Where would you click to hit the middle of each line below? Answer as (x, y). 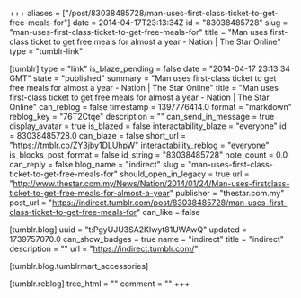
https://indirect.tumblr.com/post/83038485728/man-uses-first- (170, 203)
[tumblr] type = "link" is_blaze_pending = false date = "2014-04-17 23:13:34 (150, 68)
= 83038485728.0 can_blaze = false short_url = (98, 135)
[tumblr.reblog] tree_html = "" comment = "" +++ (100, 284)
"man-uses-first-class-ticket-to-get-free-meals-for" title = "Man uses (138, 32)
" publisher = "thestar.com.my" (227, 193)
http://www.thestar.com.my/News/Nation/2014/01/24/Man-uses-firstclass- (151, 183)
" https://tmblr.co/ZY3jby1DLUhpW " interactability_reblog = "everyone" (139, 145)
